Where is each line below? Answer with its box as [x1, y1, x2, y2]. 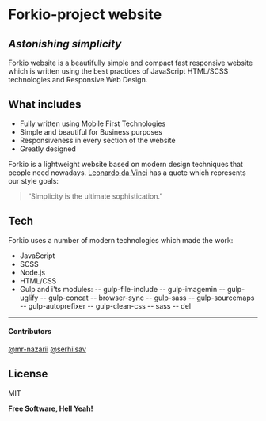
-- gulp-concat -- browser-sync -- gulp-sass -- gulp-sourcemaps [40, 293, 255, 302]
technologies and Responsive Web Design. [8, 75, 148, 84]
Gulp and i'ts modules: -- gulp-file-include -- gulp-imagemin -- [19, 284, 226, 294]
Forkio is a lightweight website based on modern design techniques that [8, 159, 244, 169]
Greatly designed [19, 144, 77, 154]
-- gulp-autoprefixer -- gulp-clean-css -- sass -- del [19, 301, 192, 310]
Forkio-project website [8, 6, 162, 24]
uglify [19, 293, 39, 302]
